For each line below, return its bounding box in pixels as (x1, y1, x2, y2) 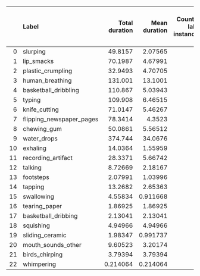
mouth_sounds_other (23, 241, 82, 249)
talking (23, 164, 42, 171)
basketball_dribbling (23, 86, 79, 94)
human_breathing (23, 77, 72, 84)
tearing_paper (23, 202, 62, 210)
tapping (23, 183, 45, 191)
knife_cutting (23, 105, 60, 114)
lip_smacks (23, 57, 54, 65)
